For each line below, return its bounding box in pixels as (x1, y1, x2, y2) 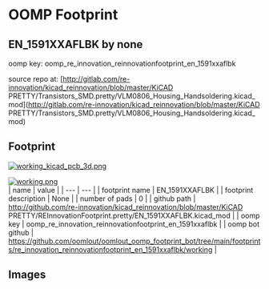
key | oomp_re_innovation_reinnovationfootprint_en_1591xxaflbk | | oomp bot (8, 219, 260, 229)
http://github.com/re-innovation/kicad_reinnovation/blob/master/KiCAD (8, 202, 243, 211)
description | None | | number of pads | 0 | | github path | (8, 194, 196, 203)
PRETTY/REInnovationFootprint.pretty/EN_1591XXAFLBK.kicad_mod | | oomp (8, 211, 260, 220)
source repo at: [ (8, 74, 63, 83)
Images (8, 268, 46, 282)
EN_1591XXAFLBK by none (8, 38, 143, 51)
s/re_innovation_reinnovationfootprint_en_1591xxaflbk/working (8, 244, 213, 254)
